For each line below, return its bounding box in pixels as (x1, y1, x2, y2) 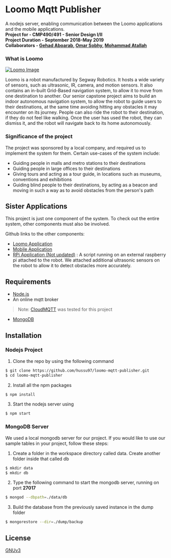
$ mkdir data (5, 465, 33, 470)
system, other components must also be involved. (5, 221, 110, 227)
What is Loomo (5, 55, 43, 62)
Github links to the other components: (5, 231, 85, 237)
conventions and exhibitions (12, 176, 72, 182)
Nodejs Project (5, 347, 43, 354)
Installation (5, 331, 42, 340)
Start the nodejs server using (12, 401, 74, 407)
